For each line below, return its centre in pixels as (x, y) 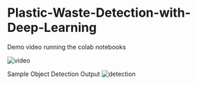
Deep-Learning (52, 28)
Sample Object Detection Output (54, 74)
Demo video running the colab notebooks (67, 47)
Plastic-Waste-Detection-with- (99, 13)
